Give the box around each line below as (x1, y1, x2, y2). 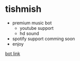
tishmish (5, 3, 42, 15)
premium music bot (12, 20, 52, 26)
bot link (5, 51, 21, 57)
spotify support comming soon (12, 36, 75, 42)
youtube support (19, 25, 54, 31)
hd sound (19, 30, 40, 36)
